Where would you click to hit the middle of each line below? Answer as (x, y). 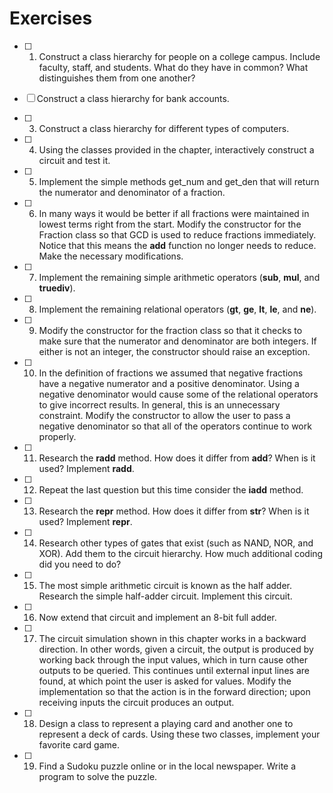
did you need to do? (80, 564)
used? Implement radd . (86, 468)
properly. (57, 436)
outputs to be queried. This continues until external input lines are (174, 670)
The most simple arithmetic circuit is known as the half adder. (165, 585)
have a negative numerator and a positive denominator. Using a (169, 383)
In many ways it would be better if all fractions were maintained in (174, 213)
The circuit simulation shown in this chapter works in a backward (172, 638)
